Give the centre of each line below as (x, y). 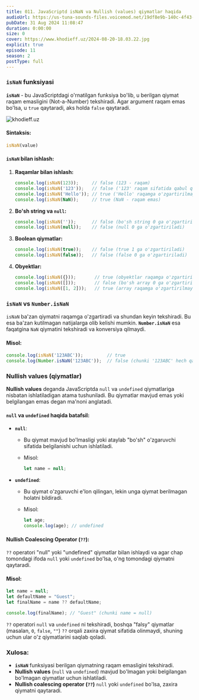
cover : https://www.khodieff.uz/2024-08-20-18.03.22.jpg (78, 39)
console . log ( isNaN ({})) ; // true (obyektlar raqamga (89, 278)
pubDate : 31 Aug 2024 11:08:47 (45, 23)
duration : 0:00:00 (29, 28)
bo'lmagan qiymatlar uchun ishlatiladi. (61, 678)
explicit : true (25, 45)
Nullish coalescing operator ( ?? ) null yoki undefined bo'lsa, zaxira (96, 685)
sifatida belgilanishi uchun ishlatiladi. (68, 446)
